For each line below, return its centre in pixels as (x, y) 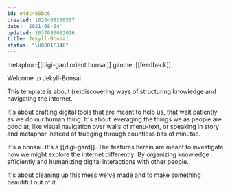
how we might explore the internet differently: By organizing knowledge (108, 154)
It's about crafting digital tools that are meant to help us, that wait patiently (112, 112)
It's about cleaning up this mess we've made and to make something (104, 175)
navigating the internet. (40, 99)
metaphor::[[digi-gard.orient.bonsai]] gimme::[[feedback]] (89, 65)
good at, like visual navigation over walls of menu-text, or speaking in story (113, 127)
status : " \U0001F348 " (38, 45)
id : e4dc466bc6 (29, 13)
